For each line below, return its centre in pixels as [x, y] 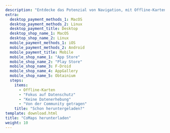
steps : [17, 80]
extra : [12, 15]
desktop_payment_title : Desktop [44, 29]
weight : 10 [17, 123]
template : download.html [31, 114]
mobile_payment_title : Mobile [41, 52]
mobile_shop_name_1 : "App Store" [45, 57]
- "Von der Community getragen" [53, 104]
